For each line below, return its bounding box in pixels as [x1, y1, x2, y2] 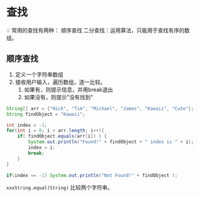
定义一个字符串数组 [15, 71, 64, 78]
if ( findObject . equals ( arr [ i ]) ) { [17, 134, 107, 140]
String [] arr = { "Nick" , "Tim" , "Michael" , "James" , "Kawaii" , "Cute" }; [6, 105, 194, 112]
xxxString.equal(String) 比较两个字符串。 [6, 184, 113, 191]
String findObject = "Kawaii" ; [6, 111, 86, 117]
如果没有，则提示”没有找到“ [24, 93, 93, 100]
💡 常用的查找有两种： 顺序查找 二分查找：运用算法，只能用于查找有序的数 [6, 27, 190, 34]
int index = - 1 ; [6, 122, 47, 128]
